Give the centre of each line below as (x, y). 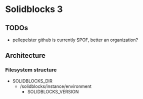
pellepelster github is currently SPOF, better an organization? (75, 40)
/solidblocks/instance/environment (55, 86)
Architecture (25, 56)
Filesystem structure (31, 70)
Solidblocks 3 (34, 9)
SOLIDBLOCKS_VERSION (53, 91)
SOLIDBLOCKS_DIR (32, 81)
